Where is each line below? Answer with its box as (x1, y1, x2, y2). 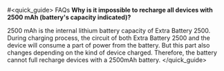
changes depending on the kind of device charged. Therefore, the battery (7, 48, 218, 57)
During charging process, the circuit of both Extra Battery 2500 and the (7, 34, 211, 42)
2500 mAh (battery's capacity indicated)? (7, 13, 131, 21)
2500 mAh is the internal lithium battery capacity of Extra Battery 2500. (7, 27, 211, 34)
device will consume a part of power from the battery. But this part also (7, 41, 210, 49)
